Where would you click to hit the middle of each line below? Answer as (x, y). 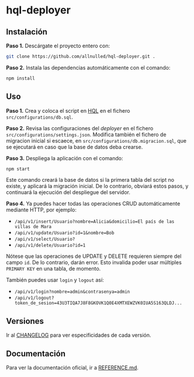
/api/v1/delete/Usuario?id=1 (50, 245)
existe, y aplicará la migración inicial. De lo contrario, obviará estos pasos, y (97, 186)
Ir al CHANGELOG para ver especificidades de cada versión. (79, 335)
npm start (18, 169)
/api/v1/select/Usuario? (45, 239)
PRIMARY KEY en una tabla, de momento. (53, 269)
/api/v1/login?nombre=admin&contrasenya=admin (72, 292)
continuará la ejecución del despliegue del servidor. (68, 192)
